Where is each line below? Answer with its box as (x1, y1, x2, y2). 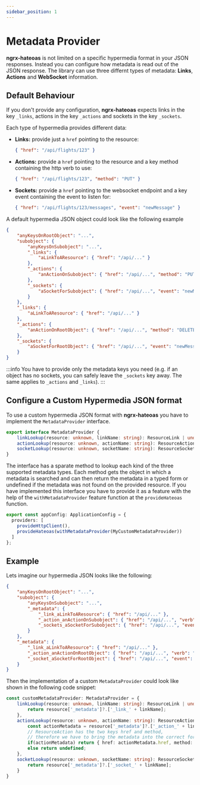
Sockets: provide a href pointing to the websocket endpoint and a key (14, 187, 187, 194)
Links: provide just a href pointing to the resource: (14, 136, 139, 143)
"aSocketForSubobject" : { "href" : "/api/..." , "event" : (37, 288, 180, 294)
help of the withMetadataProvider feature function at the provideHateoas (6, 494, 183, 501)
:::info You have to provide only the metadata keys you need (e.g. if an (6, 365, 178, 373)
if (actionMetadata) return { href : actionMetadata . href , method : (27, 740, 193, 746)
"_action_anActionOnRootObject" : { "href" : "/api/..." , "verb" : (27, 650, 190, 656)
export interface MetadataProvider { (6, 429, 100, 435)
